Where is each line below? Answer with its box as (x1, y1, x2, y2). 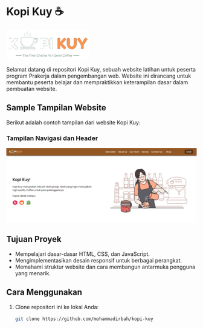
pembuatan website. (6, 85, 57, 92)
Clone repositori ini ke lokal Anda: (14, 303, 99, 310)
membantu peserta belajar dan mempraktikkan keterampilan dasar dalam (6, 78, 188, 85)
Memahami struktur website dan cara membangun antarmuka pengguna (14, 263, 196, 270)
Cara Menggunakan (6, 287, 83, 298)
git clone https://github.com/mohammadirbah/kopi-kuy (14, 316, 153, 322)
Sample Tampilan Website (6, 102, 107, 113)
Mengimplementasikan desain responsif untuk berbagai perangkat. (14, 256, 182, 264)
